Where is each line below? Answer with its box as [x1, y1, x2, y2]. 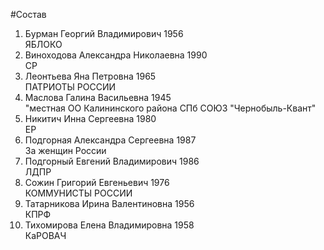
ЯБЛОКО [24, 39, 63, 50]
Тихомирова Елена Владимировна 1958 [24, 219, 195, 231]
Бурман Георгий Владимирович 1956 [24, 28, 184, 39]
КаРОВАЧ [24, 230, 67, 241]
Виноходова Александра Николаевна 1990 [24, 49, 208, 61]
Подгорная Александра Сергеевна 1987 [24, 134, 197, 146]
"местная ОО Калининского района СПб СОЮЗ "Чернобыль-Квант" [24, 102, 317, 114]
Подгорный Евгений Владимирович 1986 [24, 155, 200, 167]
